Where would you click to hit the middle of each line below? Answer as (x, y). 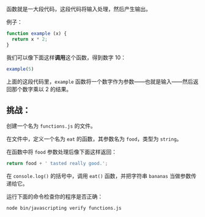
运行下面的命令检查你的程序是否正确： (54, 197)
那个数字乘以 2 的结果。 (42, 89)
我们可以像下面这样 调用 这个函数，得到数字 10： (66, 57)
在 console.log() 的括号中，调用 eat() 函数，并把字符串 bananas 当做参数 (99, 176)
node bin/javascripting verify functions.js (64, 208)
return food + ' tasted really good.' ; (57, 164)
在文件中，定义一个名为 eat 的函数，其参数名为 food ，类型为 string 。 (94, 139)
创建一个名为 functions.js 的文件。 (51, 126)
